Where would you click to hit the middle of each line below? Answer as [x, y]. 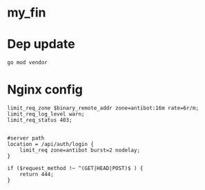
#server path [26, 138]
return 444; [37, 175]
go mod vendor [28, 63]
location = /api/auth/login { [51, 145]
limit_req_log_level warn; [46, 114]
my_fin [27, 13]
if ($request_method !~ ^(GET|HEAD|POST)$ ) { [75, 169]
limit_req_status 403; [40, 120]
